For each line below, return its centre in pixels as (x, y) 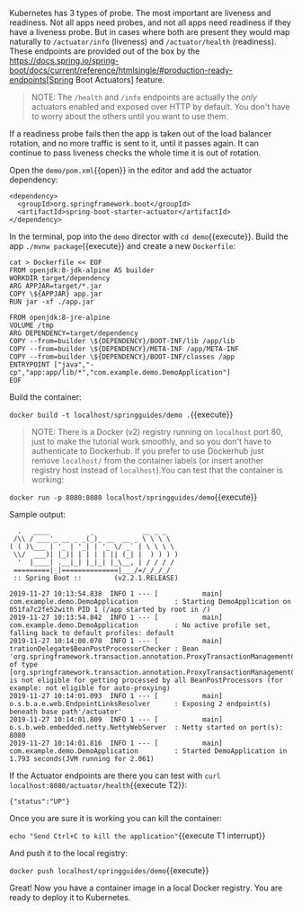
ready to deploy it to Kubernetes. (70, 897)
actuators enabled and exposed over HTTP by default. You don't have (160, 106)
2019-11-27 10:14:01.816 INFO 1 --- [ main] (116, 743)
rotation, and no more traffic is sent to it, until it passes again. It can (134, 143)
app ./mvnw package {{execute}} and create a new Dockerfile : (123, 246)
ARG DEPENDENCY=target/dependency (74, 333)
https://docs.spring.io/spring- (64, 61)
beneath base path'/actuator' (66, 712)
